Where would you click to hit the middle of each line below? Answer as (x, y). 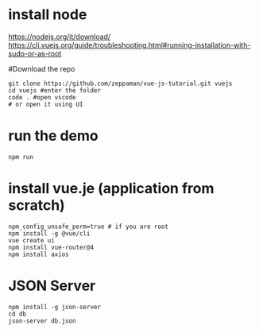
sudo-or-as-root (35, 53)
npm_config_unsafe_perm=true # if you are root (89, 227)
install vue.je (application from (111, 189)
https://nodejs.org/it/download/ (60, 37)
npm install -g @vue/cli (49, 233)
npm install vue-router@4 (51, 247)
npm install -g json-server (55, 307)
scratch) (37, 205)
